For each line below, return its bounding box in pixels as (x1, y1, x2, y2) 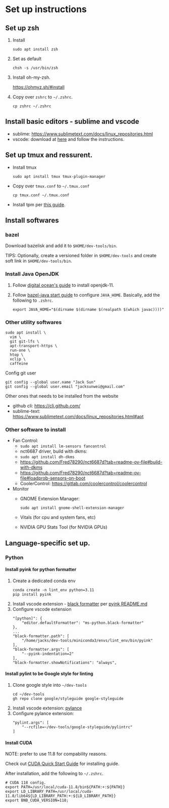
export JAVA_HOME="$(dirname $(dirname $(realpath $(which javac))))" (12, 307, 164, 312)
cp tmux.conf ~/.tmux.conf (12, 193, 70, 198)
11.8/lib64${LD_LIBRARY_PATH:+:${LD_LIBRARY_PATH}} (5, 793, 116, 799)
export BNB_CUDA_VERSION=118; (5, 798, 69, 803)
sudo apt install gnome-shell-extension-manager (20, 505, 125, 511)
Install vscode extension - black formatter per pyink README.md (12, 600, 148, 607)
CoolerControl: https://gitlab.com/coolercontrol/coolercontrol (20, 481, 147, 487)
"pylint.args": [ (12, 720, 49, 725)
